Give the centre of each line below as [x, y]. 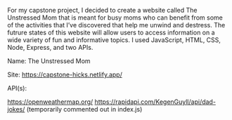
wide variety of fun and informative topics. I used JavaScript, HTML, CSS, [114, 40]
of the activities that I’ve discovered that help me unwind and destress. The [116, 25]
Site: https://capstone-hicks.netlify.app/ [65, 74]
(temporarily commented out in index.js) [84, 109]
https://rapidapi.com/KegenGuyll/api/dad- [155, 102]
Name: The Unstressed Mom [49, 61]
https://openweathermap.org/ [50, 102]
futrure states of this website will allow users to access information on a [111, 32]
